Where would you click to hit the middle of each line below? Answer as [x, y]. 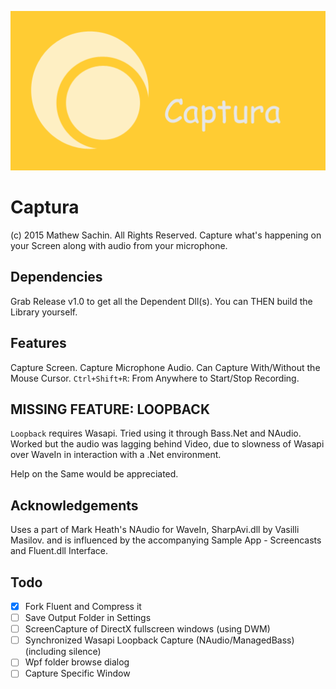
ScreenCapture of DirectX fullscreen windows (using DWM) [147, 629]
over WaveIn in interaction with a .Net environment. [116, 455]
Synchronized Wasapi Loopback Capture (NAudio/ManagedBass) [159, 640]
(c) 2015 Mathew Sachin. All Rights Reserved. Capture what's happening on [166, 235]
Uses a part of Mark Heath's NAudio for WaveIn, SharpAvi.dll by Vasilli [155, 530]
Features [38, 343]
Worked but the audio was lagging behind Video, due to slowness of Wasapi [167, 444]
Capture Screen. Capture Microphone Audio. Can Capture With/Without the [165, 367]
